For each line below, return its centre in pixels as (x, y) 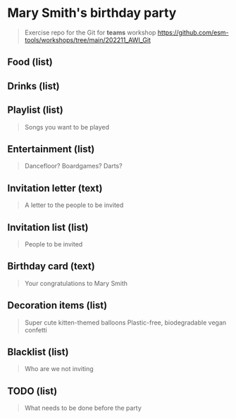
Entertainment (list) (51, 149)
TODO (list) (32, 391)
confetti (36, 330)
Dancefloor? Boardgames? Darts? (73, 166)
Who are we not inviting (59, 369)
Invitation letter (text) (55, 188)
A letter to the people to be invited (74, 205)
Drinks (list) (33, 86)
